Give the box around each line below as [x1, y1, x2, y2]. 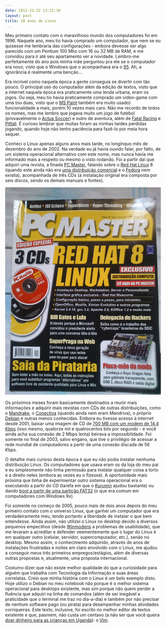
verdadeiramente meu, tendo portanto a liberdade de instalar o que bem [5, 513, 152, 519]
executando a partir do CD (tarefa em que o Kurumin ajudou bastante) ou [5, 483, 154, 489]
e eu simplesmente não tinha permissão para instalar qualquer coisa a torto [5, 467, 159, 473]
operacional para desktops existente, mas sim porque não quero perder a [5, 586, 155, 592]
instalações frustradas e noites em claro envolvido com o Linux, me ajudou [5, 545, 158, 550]
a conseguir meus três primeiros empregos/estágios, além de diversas [5, 550, 149, 556]
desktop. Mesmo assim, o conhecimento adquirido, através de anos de [5, 540, 150, 546]
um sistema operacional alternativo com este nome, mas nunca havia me [5, 151, 154, 157]
